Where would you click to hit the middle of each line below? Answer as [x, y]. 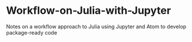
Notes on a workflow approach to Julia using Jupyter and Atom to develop [96, 26]
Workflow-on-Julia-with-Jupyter [89, 11]
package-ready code [32, 32]
